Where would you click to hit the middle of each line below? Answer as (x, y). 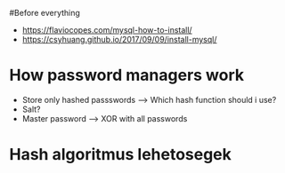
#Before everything (45, 13)
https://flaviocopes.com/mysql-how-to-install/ (107, 30)
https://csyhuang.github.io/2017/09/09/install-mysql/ (119, 39)
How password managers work (127, 75)
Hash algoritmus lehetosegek (120, 155)
